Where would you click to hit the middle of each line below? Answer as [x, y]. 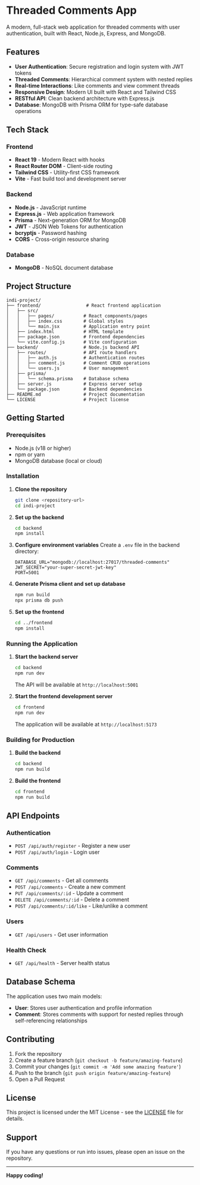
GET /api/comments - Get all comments [62, 881]
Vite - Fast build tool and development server [71, 179]
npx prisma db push [39, 601]
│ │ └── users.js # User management [68, 368]
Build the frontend [38, 780]
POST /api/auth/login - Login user [57, 852]
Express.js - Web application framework [65, 213]
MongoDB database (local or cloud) [58, 460]
